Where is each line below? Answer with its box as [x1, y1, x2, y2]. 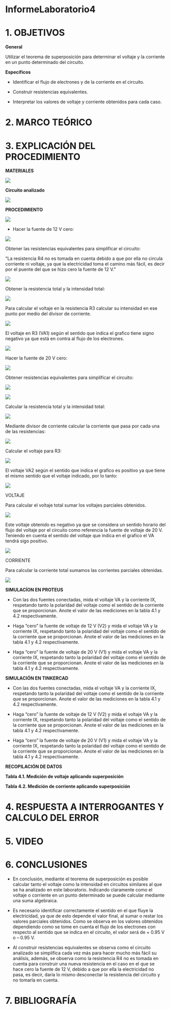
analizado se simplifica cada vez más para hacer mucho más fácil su [12, 950, 157, 956]
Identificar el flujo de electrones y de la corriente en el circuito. [12, 79, 145, 85]
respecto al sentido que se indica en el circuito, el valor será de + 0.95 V [12, 929, 165, 935]
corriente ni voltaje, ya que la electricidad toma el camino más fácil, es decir [5, 261, 165, 267]
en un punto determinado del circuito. [5, 59, 84, 65]
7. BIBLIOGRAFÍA [5, 995, 77, 1006]
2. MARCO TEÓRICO [5, 116, 93, 128]
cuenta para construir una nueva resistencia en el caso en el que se [12, 960, 155, 967]
